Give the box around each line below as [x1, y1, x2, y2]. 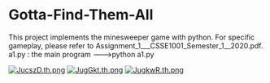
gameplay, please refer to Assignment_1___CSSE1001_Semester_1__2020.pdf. [8, 40, 263, 50]
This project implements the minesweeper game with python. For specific [8, 32, 255, 42]
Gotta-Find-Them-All [8, 6, 154, 24]
